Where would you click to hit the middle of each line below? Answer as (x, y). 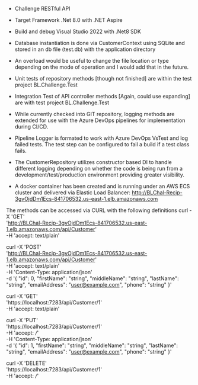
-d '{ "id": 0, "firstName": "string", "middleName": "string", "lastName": (92, 278)
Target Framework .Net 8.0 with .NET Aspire (68, 20)
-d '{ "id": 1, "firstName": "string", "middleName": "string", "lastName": (92, 345)
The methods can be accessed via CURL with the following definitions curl (97, 210)
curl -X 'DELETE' (27, 363)
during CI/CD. (31, 126)
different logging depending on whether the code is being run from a (98, 169)
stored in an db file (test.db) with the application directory (85, 49)
